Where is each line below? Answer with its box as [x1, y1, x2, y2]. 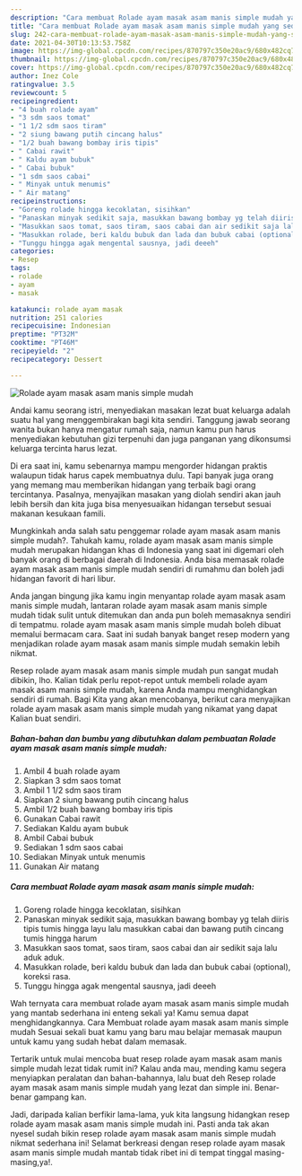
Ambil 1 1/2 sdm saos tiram [22, 785, 122, 795]
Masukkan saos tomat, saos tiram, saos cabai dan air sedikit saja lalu [22, 942, 278, 952]
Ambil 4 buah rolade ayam [22, 765, 120, 777]
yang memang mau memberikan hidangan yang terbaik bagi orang [10, 479, 256, 490]
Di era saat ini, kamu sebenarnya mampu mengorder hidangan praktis [10, 460, 268, 471]
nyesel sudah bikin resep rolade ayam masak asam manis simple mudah [10, 1128, 277, 1138]
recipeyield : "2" [10, 347, 75, 355]
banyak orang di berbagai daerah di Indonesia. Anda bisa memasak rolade [10, 554, 285, 565]
